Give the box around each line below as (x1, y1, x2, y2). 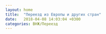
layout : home (5, 7, 33, 12)
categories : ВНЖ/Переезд (5, 21, 58, 26)
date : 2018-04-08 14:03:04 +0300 (5, 16, 81, 21)
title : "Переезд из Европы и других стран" (5, 12, 101, 17)
